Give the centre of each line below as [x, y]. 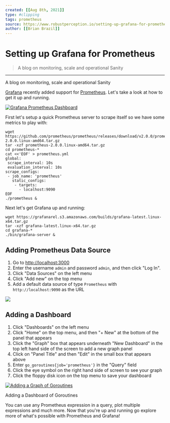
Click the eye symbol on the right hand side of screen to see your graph [87, 370]
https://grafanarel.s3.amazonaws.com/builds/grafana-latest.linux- [89, 217]
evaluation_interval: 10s [35, 168]
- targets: [26, 185]
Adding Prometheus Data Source [58, 251]
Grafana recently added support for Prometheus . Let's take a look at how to [84, 92]
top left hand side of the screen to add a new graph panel [72, 349]
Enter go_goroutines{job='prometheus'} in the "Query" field [74, 365]
